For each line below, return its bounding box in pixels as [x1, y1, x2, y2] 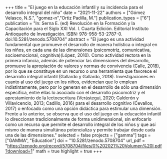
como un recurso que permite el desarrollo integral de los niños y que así [5, 121, 156, 127]
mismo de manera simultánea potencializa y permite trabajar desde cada [5, 127, 155, 132]
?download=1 [5, 148, 32, 154]
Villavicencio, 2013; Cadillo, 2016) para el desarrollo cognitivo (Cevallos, [5, 100, 153, 106]
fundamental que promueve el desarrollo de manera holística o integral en [5, 42, 157, 47]
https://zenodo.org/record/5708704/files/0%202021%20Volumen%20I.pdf [7, 143, 162, 148]
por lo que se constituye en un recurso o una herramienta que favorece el [5, 68, 157, 74]
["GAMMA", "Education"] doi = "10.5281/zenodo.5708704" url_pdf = [5, 137, 145, 143]
